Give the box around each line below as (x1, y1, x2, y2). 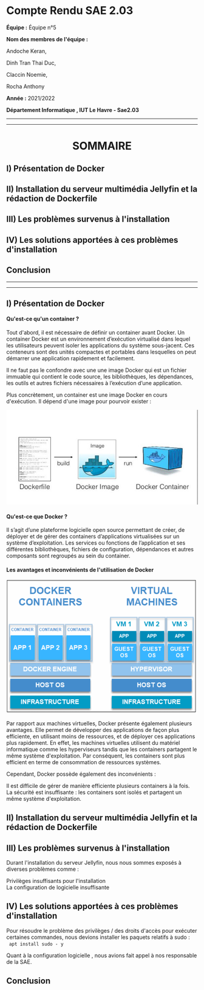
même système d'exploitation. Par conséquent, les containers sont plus (6, 752, 185, 759)
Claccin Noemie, (6, 71, 48, 78)
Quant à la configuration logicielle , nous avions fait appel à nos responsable (6, 952, 197, 959)
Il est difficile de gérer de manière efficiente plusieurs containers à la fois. (6, 782, 190, 789)
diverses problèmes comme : (6, 865, 79, 873)
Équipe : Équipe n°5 (6, 24, 56, 31)
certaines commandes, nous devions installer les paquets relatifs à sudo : (6, 933, 190, 941)
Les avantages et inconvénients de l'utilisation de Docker (6, 566, 154, 574)
